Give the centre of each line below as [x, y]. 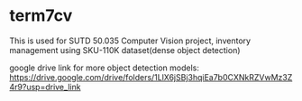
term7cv [41, 16]
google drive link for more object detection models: [105, 68]
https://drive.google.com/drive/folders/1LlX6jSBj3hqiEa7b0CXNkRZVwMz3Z [151, 77]
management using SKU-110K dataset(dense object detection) [125, 50]
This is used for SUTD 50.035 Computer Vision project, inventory [130, 41]
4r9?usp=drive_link [45, 87]
